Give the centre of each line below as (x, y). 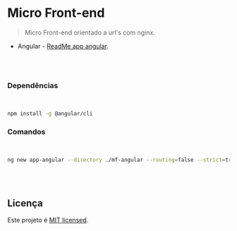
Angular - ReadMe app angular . (63, 46)
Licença (25, 203)
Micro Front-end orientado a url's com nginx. (90, 32)
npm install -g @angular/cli (50, 114)
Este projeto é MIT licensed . (48, 220)
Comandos (26, 132)
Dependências (33, 85)
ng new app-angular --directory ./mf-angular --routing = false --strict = (116, 160)
